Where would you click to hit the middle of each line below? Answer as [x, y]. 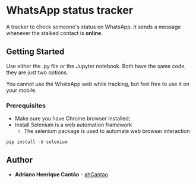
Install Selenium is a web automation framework [73, 125]
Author [19, 160]
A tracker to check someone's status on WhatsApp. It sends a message [94, 27]
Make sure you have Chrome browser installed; [72, 119]
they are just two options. [37, 72]
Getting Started [35, 52]
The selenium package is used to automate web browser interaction [107, 131]
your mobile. [21, 90]
